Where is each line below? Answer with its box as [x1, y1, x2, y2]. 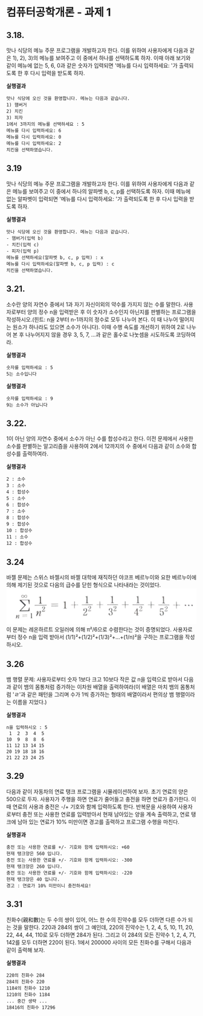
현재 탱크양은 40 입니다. [6, 876, 60, 882]
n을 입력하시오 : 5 [6, 725, 48, 731]
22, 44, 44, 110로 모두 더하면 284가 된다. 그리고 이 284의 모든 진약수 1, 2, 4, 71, [6, 931, 196, 938]
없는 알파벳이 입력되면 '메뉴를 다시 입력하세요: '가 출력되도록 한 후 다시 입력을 [6, 195, 188, 203]
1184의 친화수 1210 [6, 985, 50, 991]
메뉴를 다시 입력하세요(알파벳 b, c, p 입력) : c [6, 261, 115, 267]
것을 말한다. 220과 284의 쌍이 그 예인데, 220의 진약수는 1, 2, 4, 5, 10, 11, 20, [12, 923, 194, 931]
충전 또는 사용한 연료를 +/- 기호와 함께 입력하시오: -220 [6, 870, 133, 876]
